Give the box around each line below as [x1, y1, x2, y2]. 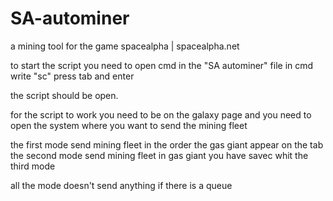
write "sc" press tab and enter [10, 70, 135, 82]
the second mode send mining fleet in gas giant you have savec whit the [10, 149, 309, 161]
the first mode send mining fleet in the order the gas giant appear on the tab [10, 138, 324, 151]
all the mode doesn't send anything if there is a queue [10, 179, 233, 191]
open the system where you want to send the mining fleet [10, 119, 248, 131]
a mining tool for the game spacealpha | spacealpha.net [10, 40, 240, 52]
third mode [10, 160, 56, 172]
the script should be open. [10, 89, 119, 101]
